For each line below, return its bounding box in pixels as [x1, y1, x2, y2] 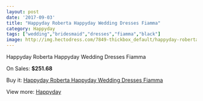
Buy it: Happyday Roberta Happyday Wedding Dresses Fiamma [6, 76, 163, 84]
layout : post [6, 8, 39, 15]
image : [6, 37, 23, 43]
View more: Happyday [6, 88, 62, 95]
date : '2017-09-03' [6, 14, 56, 20]
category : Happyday [6, 25, 56, 32]
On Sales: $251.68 [6, 65, 53, 72]
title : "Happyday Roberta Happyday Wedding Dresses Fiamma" [6, 20, 161, 26]
